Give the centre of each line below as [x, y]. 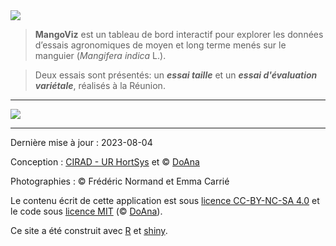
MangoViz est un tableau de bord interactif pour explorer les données [179, 34]
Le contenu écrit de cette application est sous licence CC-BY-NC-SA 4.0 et [165, 200]
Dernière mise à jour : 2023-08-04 [81, 142]
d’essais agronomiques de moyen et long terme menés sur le [160, 45]
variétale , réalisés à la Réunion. [100, 85]
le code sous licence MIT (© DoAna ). [86, 211]
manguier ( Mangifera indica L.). [100, 55]
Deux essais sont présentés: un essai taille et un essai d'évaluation [176, 75]
